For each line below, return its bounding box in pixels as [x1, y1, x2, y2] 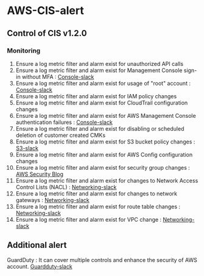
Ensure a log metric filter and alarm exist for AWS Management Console [15, 112, 197, 119]
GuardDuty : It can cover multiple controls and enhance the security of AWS [7, 256, 197, 263]
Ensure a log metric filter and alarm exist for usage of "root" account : [15, 79, 191, 87]
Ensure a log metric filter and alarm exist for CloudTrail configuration [15, 99, 188, 106]
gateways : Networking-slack [15, 196, 90, 203]
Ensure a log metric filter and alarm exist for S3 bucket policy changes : [15, 138, 195, 145]
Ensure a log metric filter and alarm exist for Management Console [15, 67, 183, 74]
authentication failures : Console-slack [15, 118, 113, 126]
